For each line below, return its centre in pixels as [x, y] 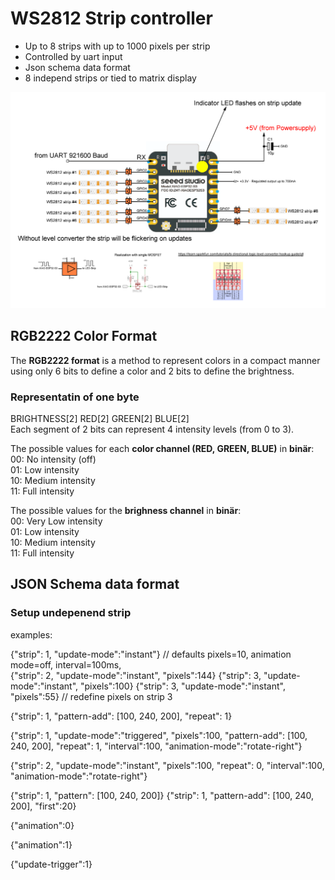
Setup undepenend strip [71, 613]
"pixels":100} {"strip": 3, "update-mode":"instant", [183, 686]
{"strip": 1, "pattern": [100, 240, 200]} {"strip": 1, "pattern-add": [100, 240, [162, 795]
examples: [31, 634]
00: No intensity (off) [53, 459]
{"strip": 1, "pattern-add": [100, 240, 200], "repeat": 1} [121, 716]
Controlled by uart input [73, 56]
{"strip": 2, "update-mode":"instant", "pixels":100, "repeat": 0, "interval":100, [167, 765]
